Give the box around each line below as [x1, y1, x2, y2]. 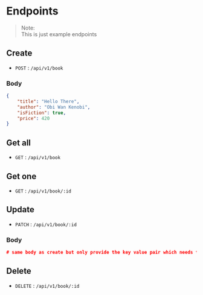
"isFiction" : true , [17, 110, 66, 116]
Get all [6, 138, 31, 148]
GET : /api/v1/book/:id [14, 187, 71, 194]
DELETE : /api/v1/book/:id [14, 282, 80, 289]
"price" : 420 [17, 115, 50, 121]
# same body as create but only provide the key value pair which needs [6, 249, 193, 256]
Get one [6, 171, 37, 182]
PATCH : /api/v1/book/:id [14, 220, 77, 227]
